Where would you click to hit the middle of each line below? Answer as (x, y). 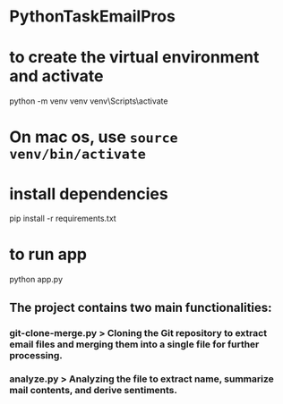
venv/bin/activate (77, 154)
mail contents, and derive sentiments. (93, 391)
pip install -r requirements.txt (63, 219)
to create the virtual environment (134, 58)
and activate (56, 76)
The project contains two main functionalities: (141, 307)
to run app (48, 254)
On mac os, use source (94, 137)
